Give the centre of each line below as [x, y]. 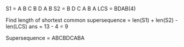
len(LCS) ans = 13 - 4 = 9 [37, 26]
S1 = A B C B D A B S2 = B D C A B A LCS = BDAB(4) [71, 9]
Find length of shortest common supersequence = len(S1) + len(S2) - [92, 20]
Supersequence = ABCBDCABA [45, 38]
